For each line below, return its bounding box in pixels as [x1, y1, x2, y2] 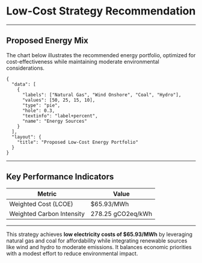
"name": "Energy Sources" [22, 118, 87, 124]
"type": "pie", [22, 102, 61, 108]
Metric [37, 190, 57, 198]
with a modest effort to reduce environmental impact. [6, 250, 138, 257]
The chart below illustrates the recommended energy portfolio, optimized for [6, 51, 196, 58]
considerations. [6, 64, 45, 72]
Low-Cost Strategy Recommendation [6, 4, 196, 18]
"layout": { [11, 134, 42, 140]
